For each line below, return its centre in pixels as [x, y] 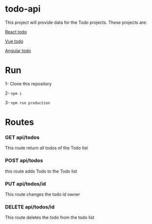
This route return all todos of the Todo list [47, 148]
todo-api [23, 9]
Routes [19, 122]
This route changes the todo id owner [42, 194]
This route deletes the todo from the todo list [50, 218]
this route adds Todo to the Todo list [41, 171]
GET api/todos [22, 137]
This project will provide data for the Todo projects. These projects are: [76, 22]
